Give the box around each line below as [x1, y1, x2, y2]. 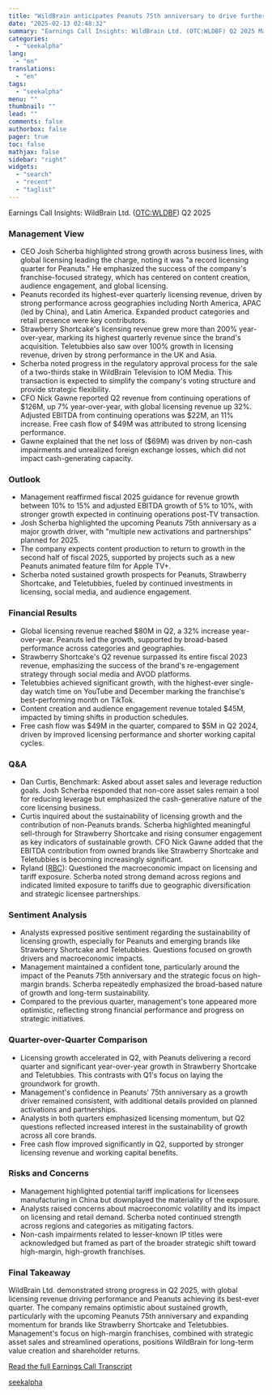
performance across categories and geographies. [19, 643, 186, 653]
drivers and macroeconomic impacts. [19, 953, 145, 963]
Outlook [8, 473, 40, 485]
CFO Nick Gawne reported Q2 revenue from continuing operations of [19, 393, 251, 403]
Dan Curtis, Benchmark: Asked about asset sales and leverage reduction [19, 776, 262, 786]
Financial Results [8, 607, 78, 619]
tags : [8, 80, 27, 88]
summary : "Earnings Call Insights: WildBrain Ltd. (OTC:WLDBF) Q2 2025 [8, 27, 255, 35]
